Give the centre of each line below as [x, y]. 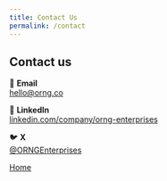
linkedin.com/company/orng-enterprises [83, 119]
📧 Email [24, 83]
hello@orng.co [37, 93]
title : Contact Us [43, 17]
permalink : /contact [48, 26]
